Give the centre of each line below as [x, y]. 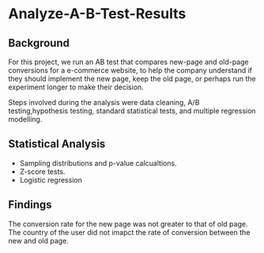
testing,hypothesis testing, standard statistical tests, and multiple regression [132, 111]
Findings [30, 205]
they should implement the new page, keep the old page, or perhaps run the [132, 79]
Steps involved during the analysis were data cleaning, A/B [104, 102]
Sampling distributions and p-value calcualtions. [98, 163]
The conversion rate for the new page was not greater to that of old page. [128, 224]
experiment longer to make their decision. [76, 87]
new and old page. [38, 240]
